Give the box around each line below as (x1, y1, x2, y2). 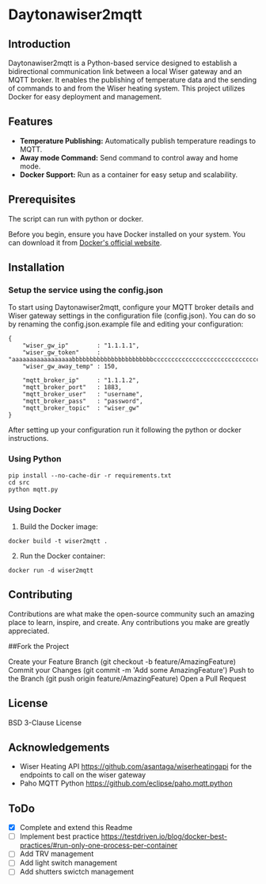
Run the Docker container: (19, 550, 105, 561)
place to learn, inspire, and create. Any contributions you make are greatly (8, 617, 250, 627)
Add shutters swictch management (19, 867, 135, 877)
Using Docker (8, 504, 62, 515)
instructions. (8, 434, 49, 443)
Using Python (8, 454, 62, 465)
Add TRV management (19, 849, 94, 859)
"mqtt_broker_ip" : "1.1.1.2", (22, 376, 140, 384)
